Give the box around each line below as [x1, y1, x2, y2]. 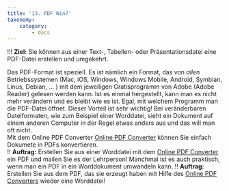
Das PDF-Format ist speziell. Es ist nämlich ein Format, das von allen [7, 68, 200, 76]
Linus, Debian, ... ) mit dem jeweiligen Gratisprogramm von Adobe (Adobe [7, 83, 215, 91]
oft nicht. [7, 126, 33, 134]
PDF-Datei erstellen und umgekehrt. [7, 55, 109, 63]
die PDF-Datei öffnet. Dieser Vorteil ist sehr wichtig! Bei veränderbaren [7, 104, 206, 113]
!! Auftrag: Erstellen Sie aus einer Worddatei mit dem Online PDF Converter [7, 148, 219, 156]
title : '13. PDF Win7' [7, 10, 72, 17]
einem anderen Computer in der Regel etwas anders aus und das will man [7, 119, 215, 127]
